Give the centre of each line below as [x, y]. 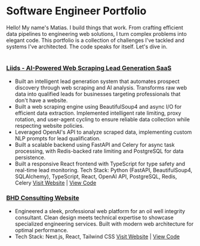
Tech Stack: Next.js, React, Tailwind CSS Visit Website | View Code [97, 236]
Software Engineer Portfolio [76, 11]
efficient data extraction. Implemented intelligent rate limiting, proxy [98, 113]
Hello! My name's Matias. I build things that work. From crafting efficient [95, 27]
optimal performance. [41, 230]
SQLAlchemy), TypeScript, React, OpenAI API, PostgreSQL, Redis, [96, 176]
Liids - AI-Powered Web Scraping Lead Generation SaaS [89, 68]
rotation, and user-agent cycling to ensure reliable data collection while [102, 119]
